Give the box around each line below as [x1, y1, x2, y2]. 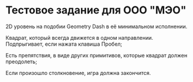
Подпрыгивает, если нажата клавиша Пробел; [5, 40, 122, 47]
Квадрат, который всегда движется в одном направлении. [5, 34, 153, 41]
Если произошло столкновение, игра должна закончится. [5, 69, 151, 76]
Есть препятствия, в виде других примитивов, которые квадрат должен [5, 52, 188, 59]
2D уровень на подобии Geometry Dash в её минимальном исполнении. [5, 23, 188, 30]
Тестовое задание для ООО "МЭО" [5, 4, 187, 17]
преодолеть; [5, 58, 38, 65]
